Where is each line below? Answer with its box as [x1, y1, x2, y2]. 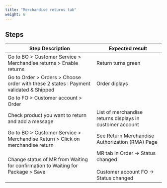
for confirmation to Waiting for [7, 162, 78, 169]
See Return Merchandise [96, 132, 155, 139]
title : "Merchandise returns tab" [5, 7, 77, 12]
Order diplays [96, 80, 128, 87]
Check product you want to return [7, 112, 87, 119]
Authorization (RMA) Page [96, 139, 158, 146]
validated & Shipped [7, 87, 55, 94]
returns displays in [96, 115, 140, 122]
